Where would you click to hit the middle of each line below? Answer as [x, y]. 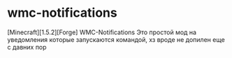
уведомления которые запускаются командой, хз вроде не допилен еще [116, 39]
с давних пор [27, 47]
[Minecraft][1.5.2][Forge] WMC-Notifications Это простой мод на [102, 32]
